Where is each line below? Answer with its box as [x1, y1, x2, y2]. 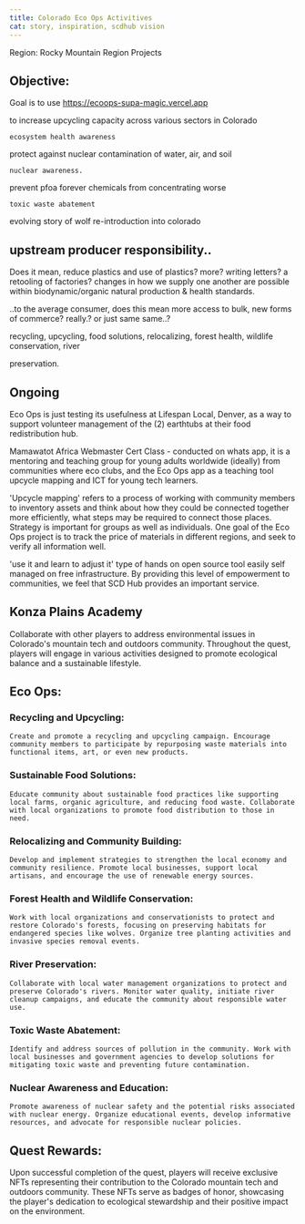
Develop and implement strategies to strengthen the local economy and [9, 856, 287, 865]
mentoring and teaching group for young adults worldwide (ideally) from [9, 455, 280, 466]
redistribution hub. [9, 427, 79, 438]
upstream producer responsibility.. [9, 242, 212, 258]
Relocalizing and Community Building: [9, 835, 182, 848]
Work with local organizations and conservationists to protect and [9, 913, 275, 922]
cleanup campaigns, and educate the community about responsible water [9, 994, 287, 1003]
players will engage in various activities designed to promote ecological [9, 648, 278, 659]
